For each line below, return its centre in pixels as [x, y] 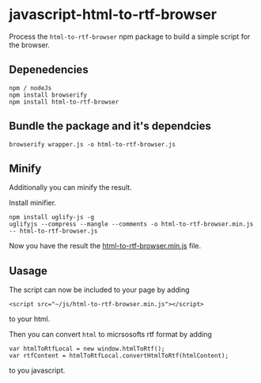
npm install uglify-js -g [51, 218]
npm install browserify [48, 95]
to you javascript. [37, 370]
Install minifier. [33, 203]
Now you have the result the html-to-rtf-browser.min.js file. [105, 246]
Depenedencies [49, 70]
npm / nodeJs [30, 88]
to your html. [30, 319]
